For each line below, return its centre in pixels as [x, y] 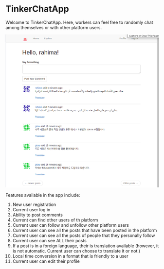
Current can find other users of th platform [55, 220]
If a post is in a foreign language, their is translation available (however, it [86, 246]
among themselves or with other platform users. [54, 27]
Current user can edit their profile [46, 261]
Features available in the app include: [43, 195]
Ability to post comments [37, 215]
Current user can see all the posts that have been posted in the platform [85, 230]
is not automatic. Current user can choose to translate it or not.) [76, 251]
